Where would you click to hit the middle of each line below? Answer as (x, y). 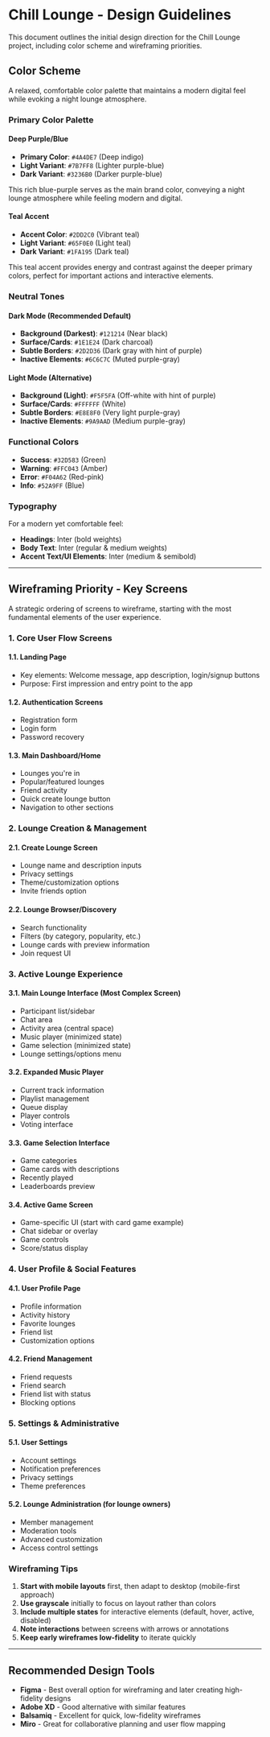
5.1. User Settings (38, 1442)
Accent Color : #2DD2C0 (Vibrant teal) (80, 234)
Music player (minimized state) (71, 1037)
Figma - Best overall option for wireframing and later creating (121, 1690)
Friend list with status (55, 1393)
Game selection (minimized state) (75, 1045)
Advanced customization (61, 1540)
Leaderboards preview (57, 1186)
